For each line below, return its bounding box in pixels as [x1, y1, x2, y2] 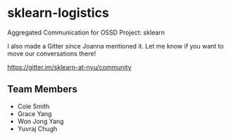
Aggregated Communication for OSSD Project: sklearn [7, 28, 166, 37]
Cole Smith [17, 102, 50, 110]
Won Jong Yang [17, 117, 64, 125]
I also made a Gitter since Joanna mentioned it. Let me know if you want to [7, 42, 224, 50]
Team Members [7, 83, 77, 96]
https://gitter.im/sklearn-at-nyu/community [7, 63, 132, 71]
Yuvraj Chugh [17, 125, 58, 133]
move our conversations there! [7, 49, 96, 58]
